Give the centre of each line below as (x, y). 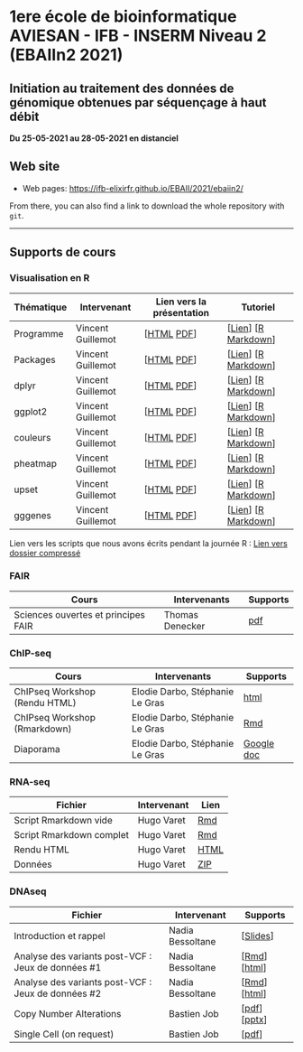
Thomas (181, 614)
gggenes (32, 515)
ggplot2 (31, 411)
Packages (35, 359)
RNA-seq (30, 782)
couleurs (32, 437)
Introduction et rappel (60, 936)
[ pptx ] (254, 1019)
